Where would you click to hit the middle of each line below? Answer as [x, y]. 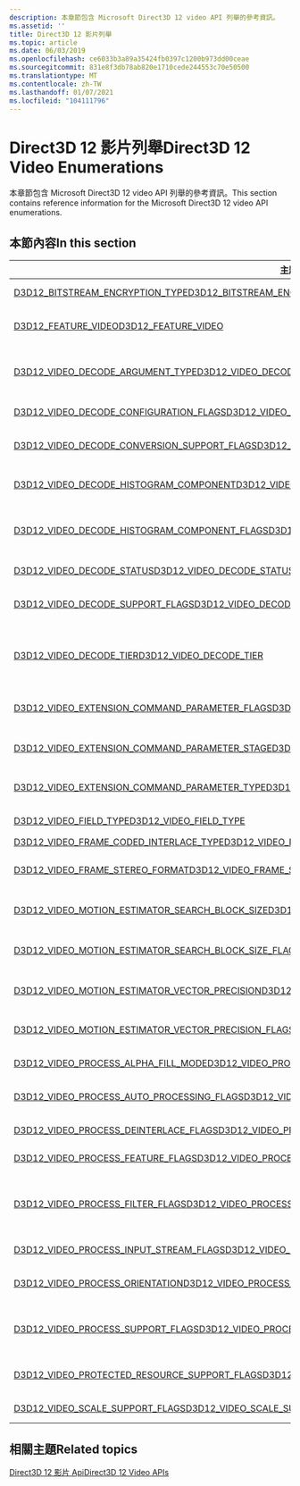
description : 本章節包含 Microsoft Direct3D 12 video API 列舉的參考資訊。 [144, 17]
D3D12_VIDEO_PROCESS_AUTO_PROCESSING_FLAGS [129, 1097]
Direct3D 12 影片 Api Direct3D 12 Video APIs [89, 1472]
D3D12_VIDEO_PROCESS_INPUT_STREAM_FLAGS [120, 1250]
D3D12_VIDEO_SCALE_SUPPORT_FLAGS [100, 1408]
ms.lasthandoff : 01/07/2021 [62, 92]
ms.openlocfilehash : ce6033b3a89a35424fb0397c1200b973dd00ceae [129, 59]
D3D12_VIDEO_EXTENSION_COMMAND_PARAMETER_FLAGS [143, 709]
